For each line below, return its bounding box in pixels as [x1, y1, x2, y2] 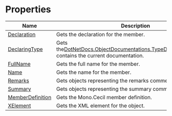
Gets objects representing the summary [56, 85, 152, 92]
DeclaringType [8, 45, 43, 52]
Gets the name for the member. [56, 68, 132, 75]
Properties [5, 4, 51, 15]
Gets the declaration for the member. [56, 31, 145, 38]
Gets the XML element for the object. [56, 102, 145, 109]
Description [121, 22, 150, 29]
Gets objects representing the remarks [56, 77, 149, 84]
